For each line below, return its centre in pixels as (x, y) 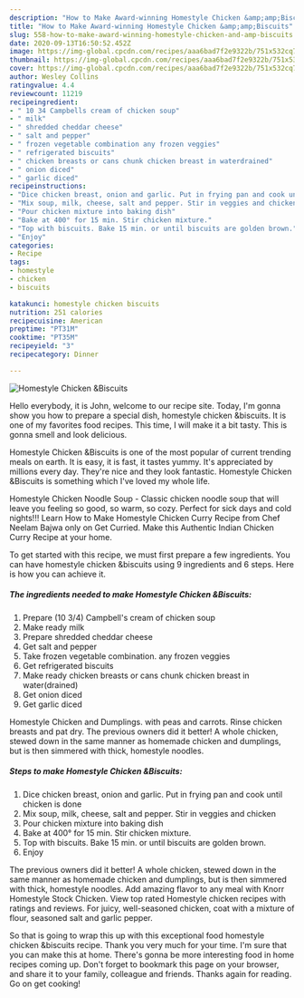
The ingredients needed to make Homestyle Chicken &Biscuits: (131, 595)
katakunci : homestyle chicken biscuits (85, 304)
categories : (32, 246)
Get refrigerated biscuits (68, 665)
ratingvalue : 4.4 (42, 85)
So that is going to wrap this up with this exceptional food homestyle (137, 935)
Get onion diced (52, 694)
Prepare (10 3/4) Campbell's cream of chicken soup (119, 617)
